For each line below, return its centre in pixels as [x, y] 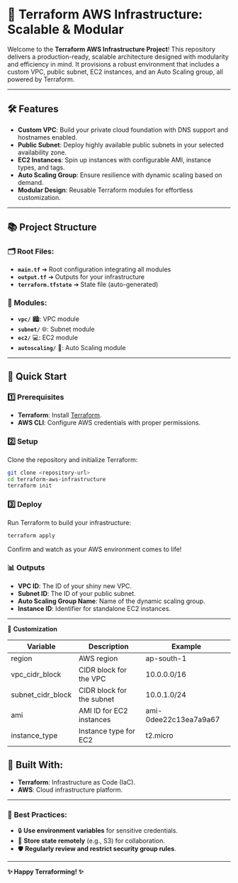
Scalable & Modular [66, 29]
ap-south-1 [166, 658]
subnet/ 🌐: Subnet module [56, 329]
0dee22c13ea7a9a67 [183, 719]
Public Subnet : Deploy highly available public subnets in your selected [121, 145]
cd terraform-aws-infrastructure [57, 479]
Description [108, 646]
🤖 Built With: [35, 765]
